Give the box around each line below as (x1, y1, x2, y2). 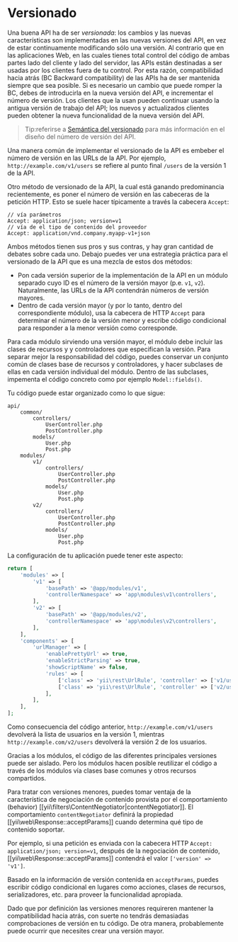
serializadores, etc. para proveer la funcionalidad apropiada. (7, 890, 183, 899)
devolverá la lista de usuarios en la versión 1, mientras (7, 730, 165, 739)
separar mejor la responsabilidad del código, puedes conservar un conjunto (7, 352, 229, 361)
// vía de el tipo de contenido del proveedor (7, 223, 147, 231)
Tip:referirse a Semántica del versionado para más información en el (24, 125, 225, 133)
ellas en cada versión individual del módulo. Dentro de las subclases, (7, 367, 209, 376)
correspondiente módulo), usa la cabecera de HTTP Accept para (17, 308, 205, 317)
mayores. (17, 293, 45, 302)
